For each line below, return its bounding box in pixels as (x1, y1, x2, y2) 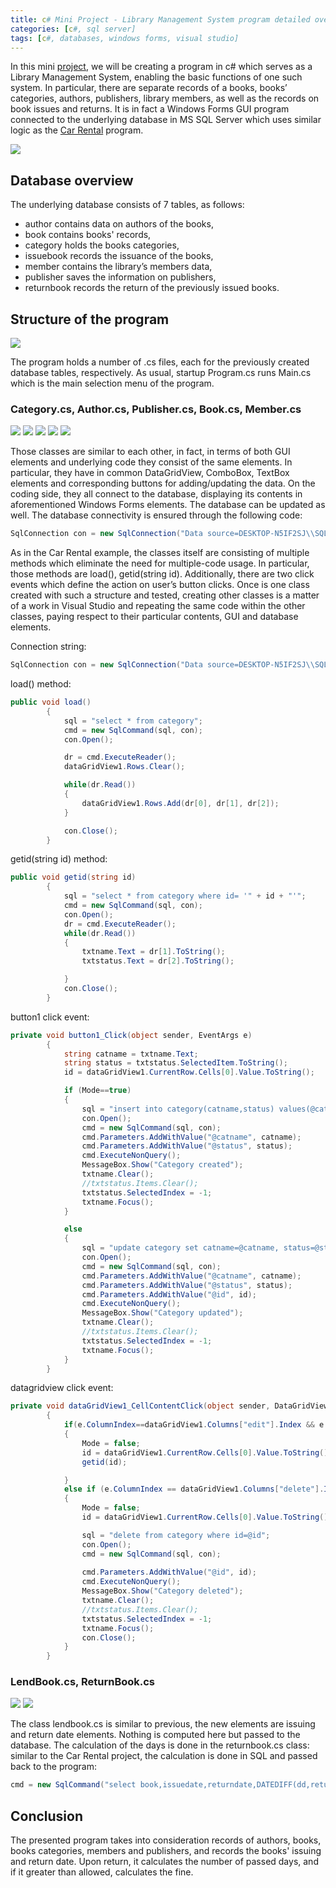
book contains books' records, (24, 229, 152, 241)
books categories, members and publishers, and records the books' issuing (10, 1845, 322, 1857)
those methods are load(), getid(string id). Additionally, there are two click (10, 568, 315, 580)
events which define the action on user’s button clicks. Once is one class (10, 579, 310, 591)
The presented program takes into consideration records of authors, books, (10, 1834, 322, 1846)
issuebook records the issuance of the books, (24, 250, 214, 262)
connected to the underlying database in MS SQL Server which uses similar (10, 114, 322, 126)
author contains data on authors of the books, (24, 218, 214, 230)
